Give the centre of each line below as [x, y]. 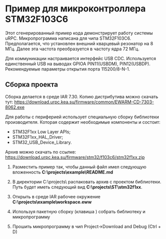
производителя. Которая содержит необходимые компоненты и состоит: [83, 122]
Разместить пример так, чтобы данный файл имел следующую [79, 166]
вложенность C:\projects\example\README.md [63, 172]
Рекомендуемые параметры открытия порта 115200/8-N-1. [68, 69]
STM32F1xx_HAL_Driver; [38, 137]
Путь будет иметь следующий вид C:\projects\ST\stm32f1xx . [77, 187]
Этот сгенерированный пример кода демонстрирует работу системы [79, 33]
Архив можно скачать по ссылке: [41, 152]
